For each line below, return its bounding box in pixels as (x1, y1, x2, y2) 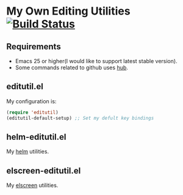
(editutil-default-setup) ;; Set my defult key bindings (6, 115, 154, 121)
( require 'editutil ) (6, 109, 59, 115)
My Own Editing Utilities (6, 4, 131, 18)
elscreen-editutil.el (6, 165, 81, 176)
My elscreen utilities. (6, 182, 59, 189)
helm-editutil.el (6, 132, 66, 142)
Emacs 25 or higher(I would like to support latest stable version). (15, 58, 178, 64)
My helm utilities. (6, 148, 49, 156)
